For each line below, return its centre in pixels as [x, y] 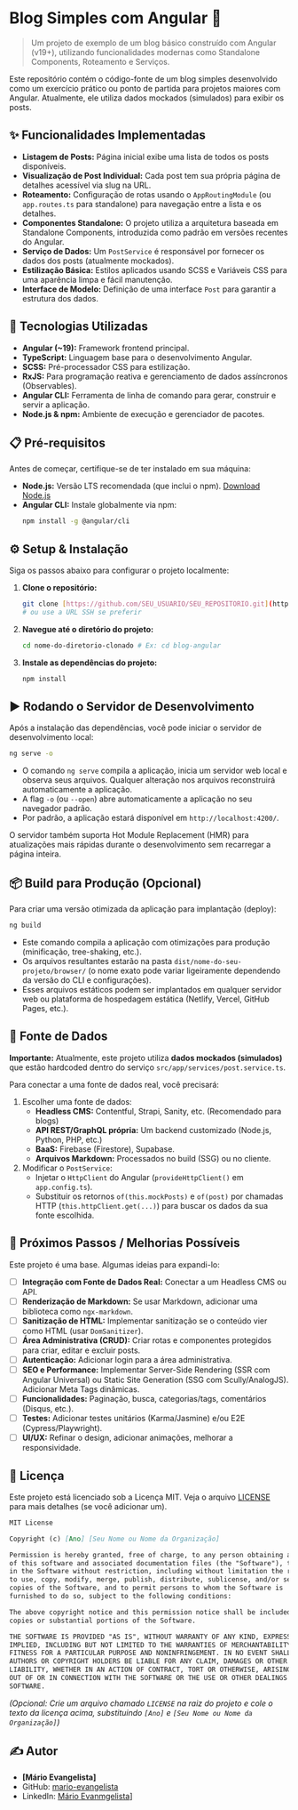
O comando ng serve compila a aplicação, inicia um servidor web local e [154, 771]
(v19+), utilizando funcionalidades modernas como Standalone [145, 52]
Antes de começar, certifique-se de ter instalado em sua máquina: [130, 469]
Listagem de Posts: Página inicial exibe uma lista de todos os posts [145, 157]
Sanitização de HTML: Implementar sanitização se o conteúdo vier [145, 1321]
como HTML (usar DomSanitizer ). [82, 1331]
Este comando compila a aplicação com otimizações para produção [146, 942]
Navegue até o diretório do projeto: [87, 629]
